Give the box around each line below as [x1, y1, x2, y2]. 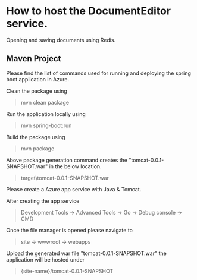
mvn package [20, 144, 55, 152]
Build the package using [6, 133, 65, 140]
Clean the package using [6, 87, 67, 95]
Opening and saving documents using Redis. [6, 36, 116, 43]
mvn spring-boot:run [20, 122, 72, 129]
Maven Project [6, 54, 61, 64]
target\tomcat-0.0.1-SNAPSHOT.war [20, 174, 109, 181]
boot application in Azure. [6, 75, 70, 83]
